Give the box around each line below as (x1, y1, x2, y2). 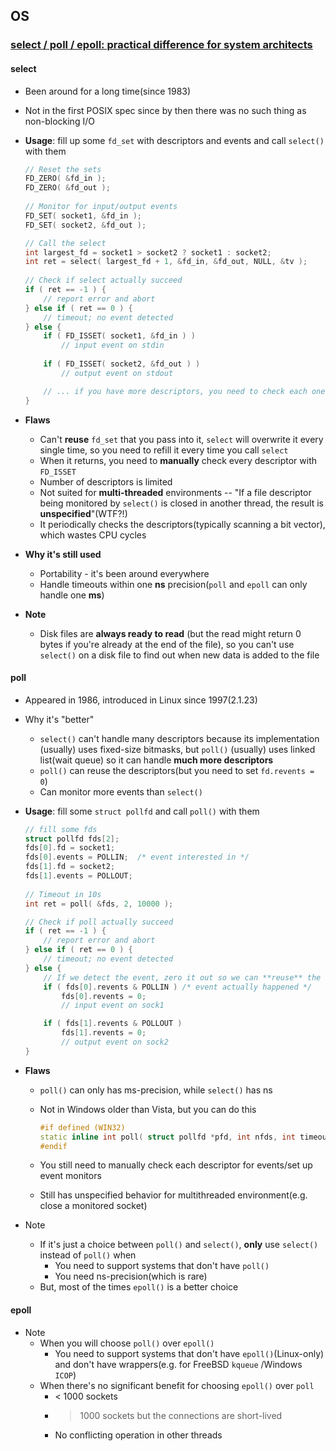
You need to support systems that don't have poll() (54, 1260, 270, 1272)
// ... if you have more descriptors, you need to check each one (43, 386, 326, 396)
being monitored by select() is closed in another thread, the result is (39, 497, 324, 509)
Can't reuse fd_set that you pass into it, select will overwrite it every (39, 433, 324, 445)
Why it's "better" (24, 713, 95, 725)
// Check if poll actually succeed (24, 917, 174, 927)
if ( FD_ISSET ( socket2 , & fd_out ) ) (43, 359, 201, 369)
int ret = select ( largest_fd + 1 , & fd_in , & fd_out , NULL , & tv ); (24, 257, 308, 267)
